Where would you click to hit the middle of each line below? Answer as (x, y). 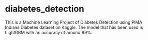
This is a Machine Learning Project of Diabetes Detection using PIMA (74, 22)
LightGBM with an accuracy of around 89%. (49, 32)
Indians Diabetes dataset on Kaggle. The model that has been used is (74, 27)
